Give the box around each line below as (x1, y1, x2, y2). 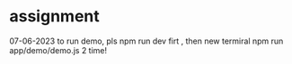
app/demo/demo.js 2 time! (9, 44, 108, 55)
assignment (9, 6, 101, 27)
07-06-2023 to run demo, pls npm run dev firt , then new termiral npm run (9, 36, 284, 46)
